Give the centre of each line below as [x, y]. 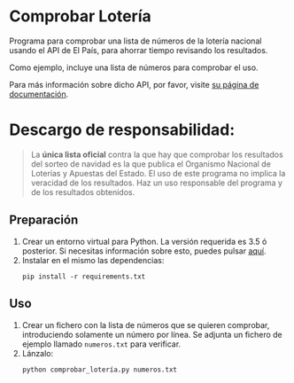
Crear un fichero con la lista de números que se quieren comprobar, [146, 324]
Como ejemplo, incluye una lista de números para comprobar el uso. [134, 67]
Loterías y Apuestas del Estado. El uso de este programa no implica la [158, 173]
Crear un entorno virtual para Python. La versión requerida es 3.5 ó [144, 241]
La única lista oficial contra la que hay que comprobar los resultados [157, 154]
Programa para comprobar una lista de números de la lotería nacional [135, 41]
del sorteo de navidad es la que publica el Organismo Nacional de [151, 164]
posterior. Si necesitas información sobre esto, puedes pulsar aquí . [144, 251]
